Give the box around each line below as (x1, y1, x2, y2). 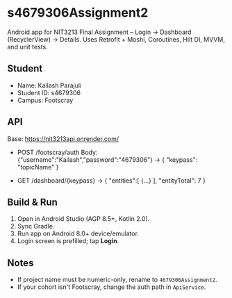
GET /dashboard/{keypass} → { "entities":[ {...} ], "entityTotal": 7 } (17, 176, 206, 185)
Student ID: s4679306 (17, 88, 81, 97)
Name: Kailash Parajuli (17, 81, 82, 90)
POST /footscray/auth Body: (17, 148, 98, 156)
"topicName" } (17, 163, 59, 171)
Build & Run (7, 196, 58, 208)
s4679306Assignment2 (7, 5, 149, 21)
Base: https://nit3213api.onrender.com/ (7, 134, 119, 143)
